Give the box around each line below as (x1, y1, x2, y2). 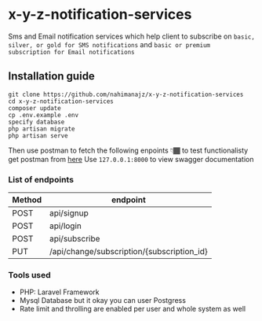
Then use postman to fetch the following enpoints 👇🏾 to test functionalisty (8, 146, 249, 155)
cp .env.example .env (8, 111, 79, 119)
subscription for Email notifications (8, 48, 135, 56)
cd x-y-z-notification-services (8, 97, 114, 105)
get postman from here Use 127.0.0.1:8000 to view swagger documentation (8, 154, 254, 164)
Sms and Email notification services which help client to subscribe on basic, (8, 31, 255, 41)
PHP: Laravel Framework (19, 287, 100, 297)
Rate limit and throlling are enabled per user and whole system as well (19, 304, 246, 314)
